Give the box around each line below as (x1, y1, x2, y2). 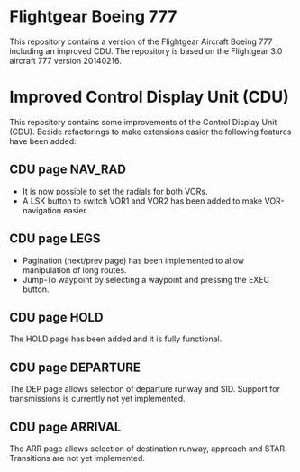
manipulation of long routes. (22, 264, 128, 276)
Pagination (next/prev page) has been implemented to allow (22, 255, 245, 266)
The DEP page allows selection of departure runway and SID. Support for (9, 384, 281, 395)
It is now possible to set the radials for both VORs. (22, 186, 208, 196)
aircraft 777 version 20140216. (9, 55, 122, 66)
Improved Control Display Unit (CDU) (9, 87, 290, 107)
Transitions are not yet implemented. (9, 452, 146, 463)
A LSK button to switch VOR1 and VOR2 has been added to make (22, 195, 263, 206)
